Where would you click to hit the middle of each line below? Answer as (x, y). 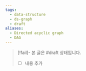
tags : (11, 10)
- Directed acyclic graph (37, 33)
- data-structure (28, 14)
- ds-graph (21, 19)
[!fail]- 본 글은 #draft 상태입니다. (49, 52)
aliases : (14, 28)
